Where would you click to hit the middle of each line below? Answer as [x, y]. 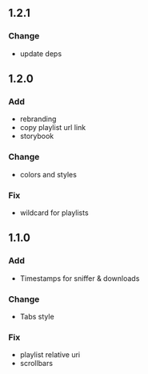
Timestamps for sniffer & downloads [80, 278]
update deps [41, 53]
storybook [37, 136]
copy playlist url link [53, 128]
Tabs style [37, 316]
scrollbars [36, 364]
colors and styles [48, 174]
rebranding [38, 119]
